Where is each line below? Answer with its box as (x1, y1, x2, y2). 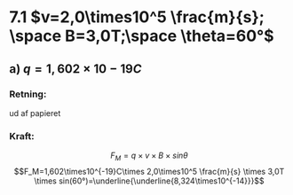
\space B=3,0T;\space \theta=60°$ (9, 26, 274, 46)
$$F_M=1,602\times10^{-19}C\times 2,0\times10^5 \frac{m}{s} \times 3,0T (13, 166, 285, 176)
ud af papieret (9, 107, 61, 118)
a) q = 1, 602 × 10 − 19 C (9, 61, 142, 76)
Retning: (9, 88, 47, 100)
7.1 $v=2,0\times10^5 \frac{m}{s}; (9, 7, 265, 27)
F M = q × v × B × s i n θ (110, 150, 188, 162)
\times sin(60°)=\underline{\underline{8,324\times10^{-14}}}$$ (34, 175, 265, 186)
